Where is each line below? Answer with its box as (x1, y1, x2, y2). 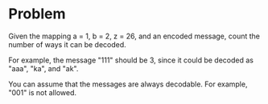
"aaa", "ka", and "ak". (8, 63, 79, 73)
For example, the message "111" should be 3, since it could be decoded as (8, 55, 254, 65)
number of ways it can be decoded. (8, 39, 126, 49)
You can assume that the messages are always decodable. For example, (8, 79, 248, 89)
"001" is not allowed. (8, 87, 76, 97)
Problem (8, 5, 66, 23)
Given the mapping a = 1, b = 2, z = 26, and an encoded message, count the (8, 31, 260, 41)
